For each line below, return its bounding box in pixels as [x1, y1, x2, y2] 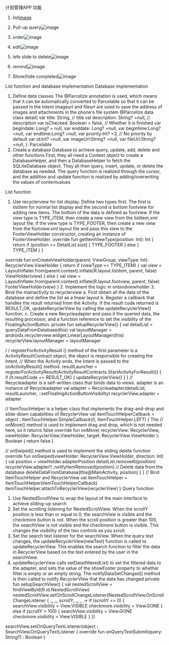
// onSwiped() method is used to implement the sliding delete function [5, 448, 151, 454]
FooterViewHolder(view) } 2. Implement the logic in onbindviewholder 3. [5, 284, 155, 290]
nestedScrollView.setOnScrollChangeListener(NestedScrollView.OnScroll [12, 592, 164, 598]
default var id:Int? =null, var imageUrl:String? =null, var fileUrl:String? [12, 136, 156, 142]
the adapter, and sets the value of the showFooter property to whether [12, 565, 159, 571]
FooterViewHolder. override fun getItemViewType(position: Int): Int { [12, 236, 154, 242]
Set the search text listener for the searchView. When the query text [12, 533, 154, 539]
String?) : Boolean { [5, 634, 46, 640]
